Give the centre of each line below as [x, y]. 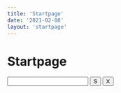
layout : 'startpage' [37, 27]
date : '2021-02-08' [36, 20]
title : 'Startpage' [36, 14]
